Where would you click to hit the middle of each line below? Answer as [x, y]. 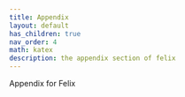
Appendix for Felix [42, 83]
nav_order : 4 [33, 42]
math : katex [31, 50]
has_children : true [45, 34]
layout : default [39, 26]
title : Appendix [39, 17]
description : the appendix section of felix [92, 58]
